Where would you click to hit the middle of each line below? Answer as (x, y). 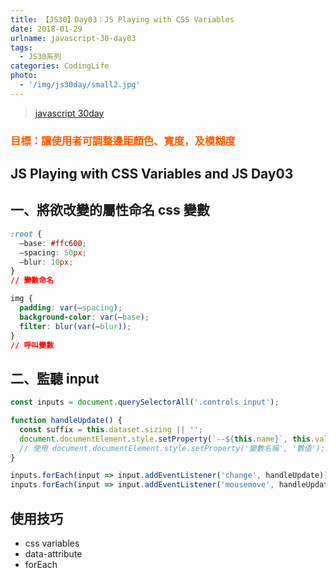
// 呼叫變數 (32, 345)
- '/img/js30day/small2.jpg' (80, 85)
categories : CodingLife (60, 66)
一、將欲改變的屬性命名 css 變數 (110, 210)
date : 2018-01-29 (46, 29)
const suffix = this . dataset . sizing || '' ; (111, 429)
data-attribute (53, 554)
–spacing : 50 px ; (53, 252)
